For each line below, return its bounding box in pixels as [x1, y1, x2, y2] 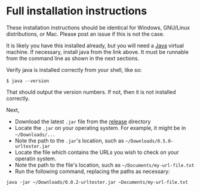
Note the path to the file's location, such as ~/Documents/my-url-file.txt [14, 161, 195, 168]
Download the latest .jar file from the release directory [14, 118, 151, 125]
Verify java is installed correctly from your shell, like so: [6, 66, 142, 73]
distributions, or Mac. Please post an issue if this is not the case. [6, 30, 165, 37]
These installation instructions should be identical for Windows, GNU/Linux [6, 24, 190, 31]
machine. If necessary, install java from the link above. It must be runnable [6, 48, 189, 55]
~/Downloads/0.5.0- [125, 138, 174, 144]
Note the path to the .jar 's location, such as [14, 137, 124, 144]
